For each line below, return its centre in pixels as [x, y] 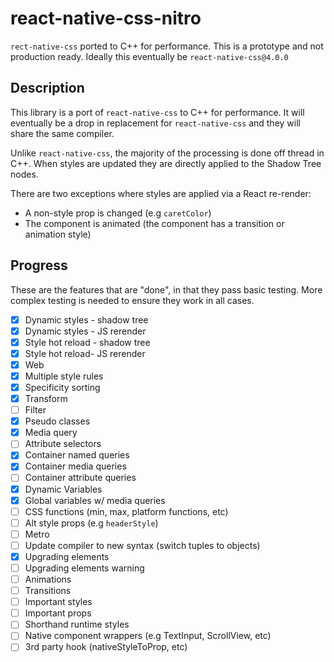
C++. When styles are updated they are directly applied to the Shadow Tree [166, 163]
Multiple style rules [64, 376]
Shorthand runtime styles [77, 624]
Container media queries [75, 466]
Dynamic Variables [63, 489]
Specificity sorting [62, 387]
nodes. [24, 174]
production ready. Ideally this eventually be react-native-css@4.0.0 [149, 56]
